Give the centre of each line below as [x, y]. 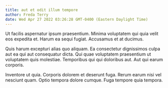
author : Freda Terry [27, 15]
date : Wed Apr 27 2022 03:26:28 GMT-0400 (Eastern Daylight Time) [77, 19]
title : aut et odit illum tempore [42, 10]
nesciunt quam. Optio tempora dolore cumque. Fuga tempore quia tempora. [84, 80]
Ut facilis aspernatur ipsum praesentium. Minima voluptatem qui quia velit [82, 34]
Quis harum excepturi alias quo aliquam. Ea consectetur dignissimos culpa [83, 49]
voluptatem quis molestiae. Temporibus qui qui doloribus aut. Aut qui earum [84, 60]
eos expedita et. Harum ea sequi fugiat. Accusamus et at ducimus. [75, 39]
